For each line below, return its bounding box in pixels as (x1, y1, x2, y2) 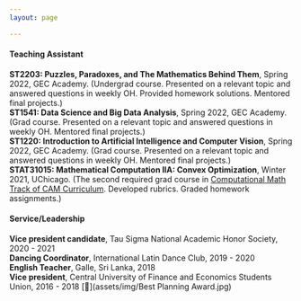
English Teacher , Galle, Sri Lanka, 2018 (9, 262, 155, 273)
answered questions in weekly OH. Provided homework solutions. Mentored (9, 87, 290, 99)
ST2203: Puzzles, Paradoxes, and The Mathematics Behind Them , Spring (9, 68, 288, 79)
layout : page (9, 13, 58, 22)
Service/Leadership (9, 213, 85, 225)
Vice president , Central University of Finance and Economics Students (9, 271, 272, 283)
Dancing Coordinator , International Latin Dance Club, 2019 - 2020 (9, 252, 256, 263)
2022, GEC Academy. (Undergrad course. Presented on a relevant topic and (9, 78, 291, 89)
